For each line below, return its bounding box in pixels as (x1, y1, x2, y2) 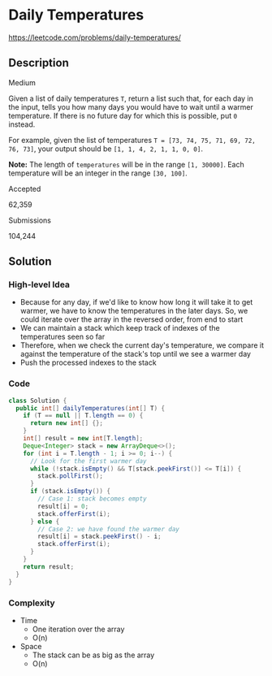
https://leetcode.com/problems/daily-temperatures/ (8, 32, 181, 42)
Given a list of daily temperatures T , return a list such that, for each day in (8, 93, 253, 103)
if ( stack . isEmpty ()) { (29, 487, 111, 496)
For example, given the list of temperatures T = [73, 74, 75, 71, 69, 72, (8, 135, 256, 145)
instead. (8, 119, 36, 129)
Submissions (8, 215, 51, 225)
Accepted (8, 184, 41, 193)
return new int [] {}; (29, 419, 104, 427)
